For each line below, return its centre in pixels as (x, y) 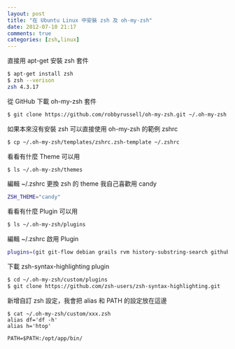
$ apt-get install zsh (40, 74)
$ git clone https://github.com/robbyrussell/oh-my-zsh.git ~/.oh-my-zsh (117, 114)
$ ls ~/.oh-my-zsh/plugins (47, 225)
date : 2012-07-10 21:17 (42, 27)
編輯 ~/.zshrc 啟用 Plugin (43, 239)
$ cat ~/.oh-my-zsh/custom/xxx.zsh (59, 314)
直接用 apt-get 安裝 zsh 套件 (48, 61)
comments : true (29, 33)
